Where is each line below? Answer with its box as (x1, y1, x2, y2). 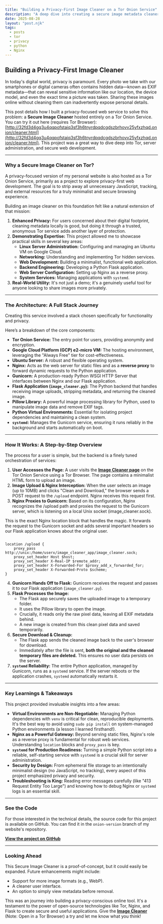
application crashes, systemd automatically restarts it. (12, 673, 118, 679)
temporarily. (19, 627, 44, 633)
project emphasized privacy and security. (12, 773, 95, 778)
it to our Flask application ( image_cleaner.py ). (12, 585, 103, 591)
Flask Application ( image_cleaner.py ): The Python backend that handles (12, 383, 157, 389)
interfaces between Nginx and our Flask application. (12, 378, 117, 384)
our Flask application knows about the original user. (5, 528, 108, 534)
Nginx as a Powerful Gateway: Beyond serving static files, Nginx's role (12, 731, 155, 737)
